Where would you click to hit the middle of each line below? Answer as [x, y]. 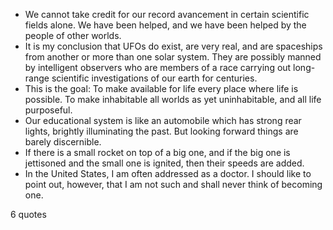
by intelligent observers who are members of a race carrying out [158, 67]
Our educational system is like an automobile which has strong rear [163, 120]
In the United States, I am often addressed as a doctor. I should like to [168, 173]
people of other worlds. [73, 35]
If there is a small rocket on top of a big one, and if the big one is [157, 152]
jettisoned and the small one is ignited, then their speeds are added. [164, 163]
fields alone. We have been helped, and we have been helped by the [165, 25]
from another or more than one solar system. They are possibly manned [173, 57]
